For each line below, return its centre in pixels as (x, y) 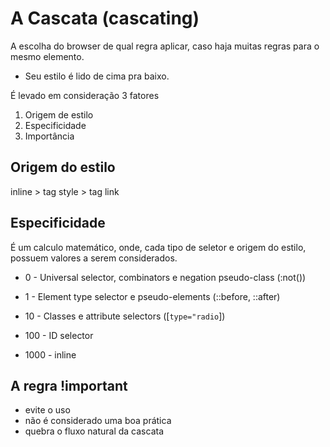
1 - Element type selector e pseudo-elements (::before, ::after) (152, 296)
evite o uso (47, 410)
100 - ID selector (59, 335)
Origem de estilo (59, 114)
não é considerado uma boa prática (98, 421)
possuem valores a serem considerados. (94, 258)
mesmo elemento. (47, 56)
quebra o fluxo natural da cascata (94, 431)
